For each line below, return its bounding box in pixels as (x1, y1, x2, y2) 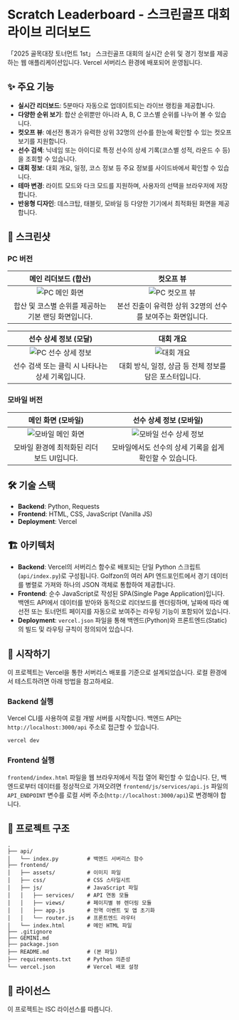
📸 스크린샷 (7, 231, 51, 243)
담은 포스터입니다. (144, 372, 201, 382)
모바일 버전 (7, 395, 43, 405)
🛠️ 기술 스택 (7, 480, 55, 492)
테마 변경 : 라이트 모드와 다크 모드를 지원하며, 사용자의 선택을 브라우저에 (17, 181, 215, 189)
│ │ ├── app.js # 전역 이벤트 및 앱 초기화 (7, 907, 155, 915)
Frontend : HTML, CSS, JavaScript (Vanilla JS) (17, 510, 153, 518)
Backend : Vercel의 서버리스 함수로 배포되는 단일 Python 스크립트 (17, 563, 201, 572)
